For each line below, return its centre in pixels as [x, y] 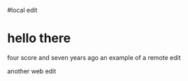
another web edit [32, 71]
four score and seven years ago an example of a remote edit [94, 57]
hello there [39, 38]
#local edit [22, 10]
